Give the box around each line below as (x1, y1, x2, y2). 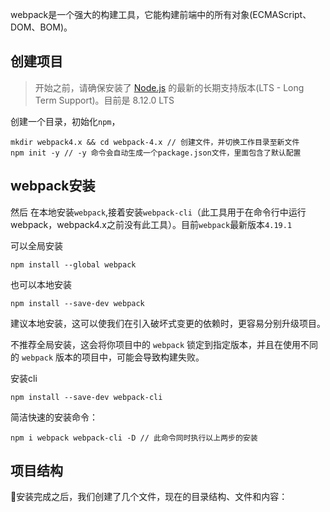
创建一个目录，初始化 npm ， (10, 115, 121, 127)
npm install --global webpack (10, 259, 137, 270)
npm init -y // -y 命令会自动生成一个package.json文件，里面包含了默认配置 (10, 148, 302, 158)
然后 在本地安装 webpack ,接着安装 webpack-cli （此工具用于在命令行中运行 (10, 206, 307, 218)
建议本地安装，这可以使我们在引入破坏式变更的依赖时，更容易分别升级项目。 (10, 317, 326, 329)
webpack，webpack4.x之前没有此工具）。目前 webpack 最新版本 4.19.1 (10, 218, 293, 230)
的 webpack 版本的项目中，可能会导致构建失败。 (10, 351, 205, 363)
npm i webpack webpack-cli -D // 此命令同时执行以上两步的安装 (10, 433, 258, 443)
